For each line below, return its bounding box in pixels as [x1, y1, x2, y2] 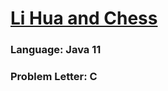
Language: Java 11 [10, 43, 102, 57]
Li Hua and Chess [10, 7, 158, 30]
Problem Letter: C [10, 70, 98, 84]
